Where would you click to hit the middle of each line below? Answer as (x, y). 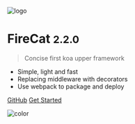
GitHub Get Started (34, 100)
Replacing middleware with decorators (72, 79)
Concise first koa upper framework (74, 58)
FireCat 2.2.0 (43, 39)
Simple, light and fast (48, 71)
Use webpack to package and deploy (71, 86)
